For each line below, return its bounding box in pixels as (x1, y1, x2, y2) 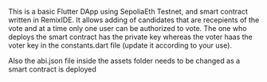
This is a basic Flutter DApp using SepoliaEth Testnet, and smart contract (8, 7, 249, 16)
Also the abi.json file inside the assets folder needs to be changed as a (8, 56, 241, 65)
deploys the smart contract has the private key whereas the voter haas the (8, 32, 253, 41)
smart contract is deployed (8, 64, 97, 74)
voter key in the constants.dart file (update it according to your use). (8, 41, 233, 50)
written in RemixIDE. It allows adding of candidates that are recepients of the (8, 15, 260, 25)
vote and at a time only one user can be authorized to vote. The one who (8, 24, 247, 33)
